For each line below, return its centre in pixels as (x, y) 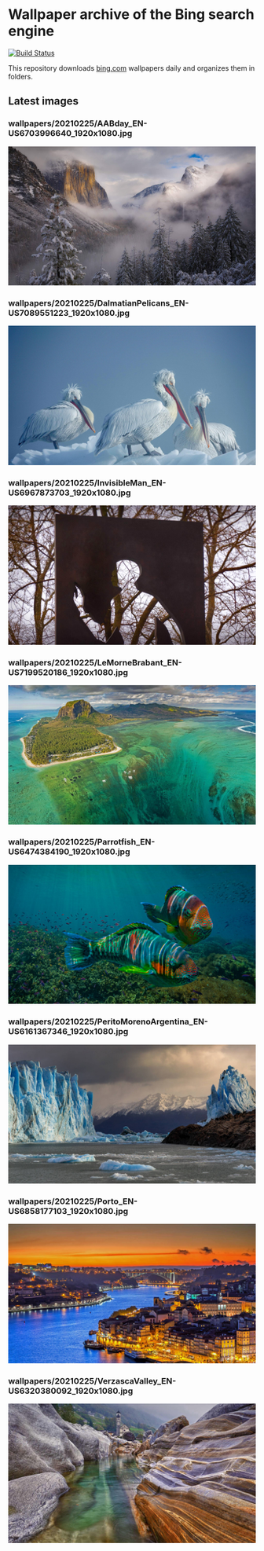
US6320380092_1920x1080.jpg (71, 1391)
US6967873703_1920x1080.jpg (70, 493)
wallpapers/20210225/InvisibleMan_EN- (87, 482)
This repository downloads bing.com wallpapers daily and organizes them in (132, 68)
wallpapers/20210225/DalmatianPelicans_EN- (99, 303)
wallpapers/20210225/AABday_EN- (78, 123)
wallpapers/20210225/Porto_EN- (73, 1201)
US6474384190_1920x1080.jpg (69, 852)
